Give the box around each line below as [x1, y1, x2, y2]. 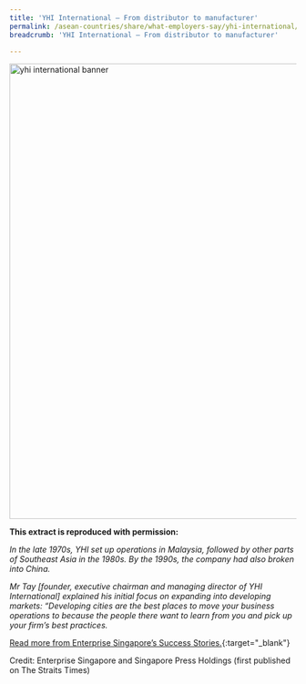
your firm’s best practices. [9, 620, 108, 631]
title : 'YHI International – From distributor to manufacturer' [9, 13, 259, 23]
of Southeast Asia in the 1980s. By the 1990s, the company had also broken [9, 554, 294, 565]
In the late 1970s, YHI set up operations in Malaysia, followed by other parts [9, 544, 294, 556]
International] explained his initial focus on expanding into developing [9, 591, 271, 602]
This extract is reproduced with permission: [9, 526, 179, 537]
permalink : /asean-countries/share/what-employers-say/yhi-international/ [9, 22, 300, 31]
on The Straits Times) [9, 665, 91, 676]
